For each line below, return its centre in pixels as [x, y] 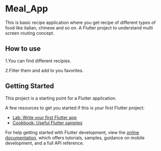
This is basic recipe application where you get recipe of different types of [80, 22]
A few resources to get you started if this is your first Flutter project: [75, 108]
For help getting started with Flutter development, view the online [72, 132]
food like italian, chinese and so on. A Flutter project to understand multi [79, 27]
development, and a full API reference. [45, 143]
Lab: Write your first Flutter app [45, 117]
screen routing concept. [30, 33]
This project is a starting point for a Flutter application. [61, 98]
